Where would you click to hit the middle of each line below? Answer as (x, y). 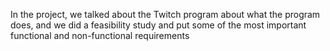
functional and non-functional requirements (100, 35)
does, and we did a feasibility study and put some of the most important (158, 25)
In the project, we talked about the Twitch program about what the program (165, 14)
